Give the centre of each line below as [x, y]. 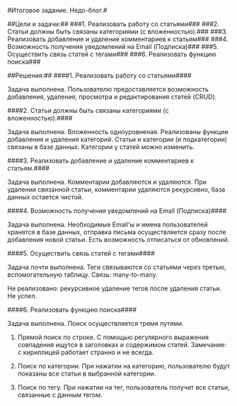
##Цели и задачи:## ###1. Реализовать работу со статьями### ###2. [113, 24]
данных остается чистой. [45, 197]
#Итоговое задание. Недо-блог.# [57, 10]
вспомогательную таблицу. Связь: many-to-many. [82, 275]
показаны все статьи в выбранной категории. [87, 373]
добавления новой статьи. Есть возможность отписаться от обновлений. [118, 240]
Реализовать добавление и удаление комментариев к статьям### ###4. [118, 39]
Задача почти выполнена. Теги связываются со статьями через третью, [117, 267]
